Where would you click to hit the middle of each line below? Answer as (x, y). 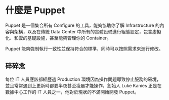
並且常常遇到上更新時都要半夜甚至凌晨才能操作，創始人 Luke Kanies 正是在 (83, 85)
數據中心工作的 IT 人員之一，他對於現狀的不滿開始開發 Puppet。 (72, 92)
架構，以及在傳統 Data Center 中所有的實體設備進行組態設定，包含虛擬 (88, 31)
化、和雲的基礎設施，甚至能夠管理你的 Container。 (58, 38)
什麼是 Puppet (35, 10)
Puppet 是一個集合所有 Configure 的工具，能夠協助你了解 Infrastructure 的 (83, 25)
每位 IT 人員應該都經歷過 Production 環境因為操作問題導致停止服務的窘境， (83, 79)
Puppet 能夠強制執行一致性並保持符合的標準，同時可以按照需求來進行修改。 (84, 48)
